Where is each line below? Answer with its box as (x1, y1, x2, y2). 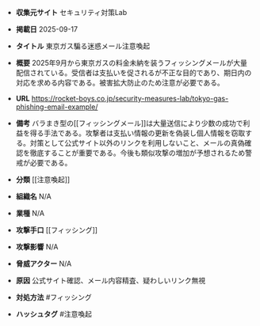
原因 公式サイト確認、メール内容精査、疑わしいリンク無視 (15, 276, 206, 285)
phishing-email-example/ (15, 102, 98, 112)
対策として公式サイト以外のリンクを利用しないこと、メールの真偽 (29, 138, 245, 147)
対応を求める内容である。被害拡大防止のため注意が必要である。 (15, 78, 224, 87)
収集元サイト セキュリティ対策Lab (15, 8, 128, 17)
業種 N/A (15, 209, 45, 218)
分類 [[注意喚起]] (15, 175, 71, 184)
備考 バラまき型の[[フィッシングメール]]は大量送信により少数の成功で (15, 119, 243, 127)
